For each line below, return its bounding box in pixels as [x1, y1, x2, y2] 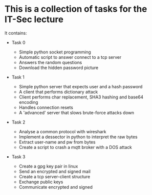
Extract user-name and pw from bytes [19, 139, 96, 145]
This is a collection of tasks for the [4, 3, 147, 15]
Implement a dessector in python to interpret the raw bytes [19, 134, 138, 140]
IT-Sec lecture [4, 14, 64, 25]
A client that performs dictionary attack [19, 89, 98, 95]
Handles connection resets [19, 104, 73, 110]
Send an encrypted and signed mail [19, 168, 91, 174]
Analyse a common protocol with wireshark [19, 128, 107, 134]
